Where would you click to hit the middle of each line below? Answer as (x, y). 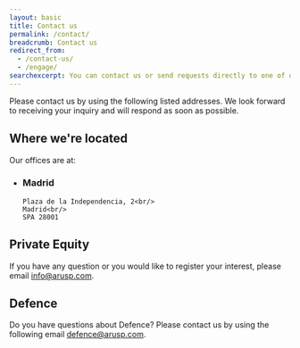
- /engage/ (37, 68)
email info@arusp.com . (52, 275)
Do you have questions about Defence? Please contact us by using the (139, 325)
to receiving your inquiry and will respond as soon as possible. (124, 110)
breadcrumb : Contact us (54, 42)
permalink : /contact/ (50, 34)
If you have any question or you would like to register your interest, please (145, 266)
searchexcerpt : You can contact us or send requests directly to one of (147, 76)
